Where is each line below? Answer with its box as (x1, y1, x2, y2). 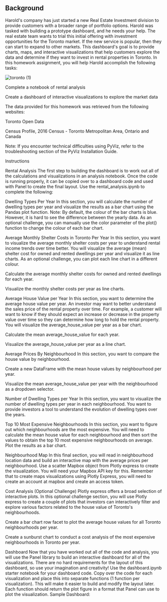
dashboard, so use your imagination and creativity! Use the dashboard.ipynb (5, 565, 162, 571)
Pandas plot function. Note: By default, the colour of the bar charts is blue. (5, 209, 158, 215)
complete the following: (5, 189, 54, 195)
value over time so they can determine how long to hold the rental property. (5, 316, 160, 322)
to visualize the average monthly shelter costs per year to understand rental (5, 240, 161, 246)
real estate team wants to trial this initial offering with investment (5, 33, 138, 39)
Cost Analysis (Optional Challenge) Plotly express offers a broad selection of (5, 488, 162, 494)
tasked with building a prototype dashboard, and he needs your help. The (5, 27, 156, 34)
